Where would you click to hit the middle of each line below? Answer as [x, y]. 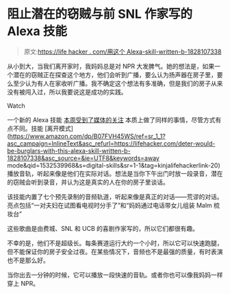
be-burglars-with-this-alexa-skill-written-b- [69, 150]
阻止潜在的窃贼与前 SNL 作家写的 [100, 14]
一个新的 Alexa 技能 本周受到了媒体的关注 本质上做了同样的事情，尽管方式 [111, 120]
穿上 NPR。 [23, 283]
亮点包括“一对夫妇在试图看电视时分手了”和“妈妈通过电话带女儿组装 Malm [110, 205]
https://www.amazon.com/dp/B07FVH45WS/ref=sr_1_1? [87, 136]
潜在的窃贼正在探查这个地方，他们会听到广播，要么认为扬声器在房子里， [115, 75]
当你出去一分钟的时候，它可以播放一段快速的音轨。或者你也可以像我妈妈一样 [115, 275]
